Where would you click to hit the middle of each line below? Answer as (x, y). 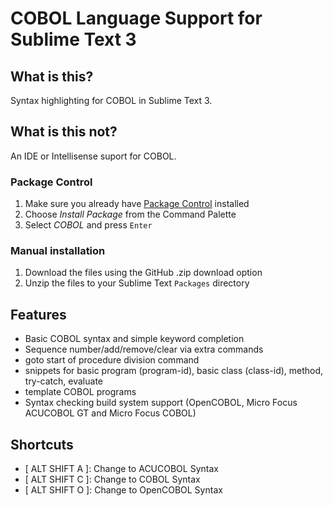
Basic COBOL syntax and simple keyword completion (134, 339)
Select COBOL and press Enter (88, 225)
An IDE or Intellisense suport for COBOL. (93, 156)
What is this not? (64, 132)
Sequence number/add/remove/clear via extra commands (144, 349)
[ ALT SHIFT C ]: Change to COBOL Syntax (112, 479)
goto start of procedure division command (112, 360)
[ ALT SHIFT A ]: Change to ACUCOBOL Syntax (121, 469)
